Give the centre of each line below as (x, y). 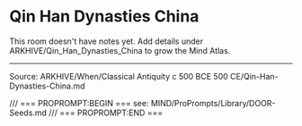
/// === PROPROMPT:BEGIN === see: (79, 103)
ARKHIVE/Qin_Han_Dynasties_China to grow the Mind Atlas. (120, 50)
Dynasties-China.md (47, 86)
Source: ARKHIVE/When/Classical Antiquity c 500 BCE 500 (119, 76)
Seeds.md (28, 113)
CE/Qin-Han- (254, 76)
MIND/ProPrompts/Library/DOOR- (213, 103)
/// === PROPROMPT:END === (106, 113)
